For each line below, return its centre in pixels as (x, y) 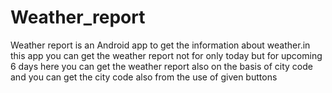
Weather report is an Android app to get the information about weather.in (160, 45)
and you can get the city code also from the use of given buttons (144, 77)
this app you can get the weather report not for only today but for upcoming (166, 55)
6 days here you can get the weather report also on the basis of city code (161, 66)
